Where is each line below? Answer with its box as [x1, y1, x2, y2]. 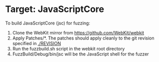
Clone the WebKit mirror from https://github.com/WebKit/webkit [12, 29, 144, 35]
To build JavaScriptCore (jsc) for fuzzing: [5, 20, 90, 26]
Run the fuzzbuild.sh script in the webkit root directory [12, 45, 125, 51]
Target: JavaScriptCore [5, 3, 104, 15]
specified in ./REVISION [12, 40, 61, 46]
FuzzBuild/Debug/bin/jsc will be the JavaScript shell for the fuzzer [12, 51, 149, 57]
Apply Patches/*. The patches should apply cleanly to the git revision [12, 35, 154, 41]
